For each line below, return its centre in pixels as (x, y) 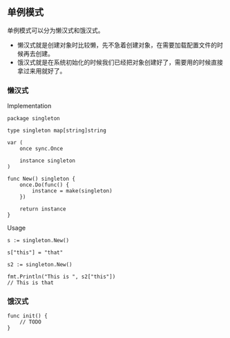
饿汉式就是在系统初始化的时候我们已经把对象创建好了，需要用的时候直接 (120, 62)
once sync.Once (41, 149)
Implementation (29, 106)
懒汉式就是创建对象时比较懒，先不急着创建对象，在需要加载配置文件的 (117, 45)
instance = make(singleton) (72, 191)
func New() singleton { (41, 179)
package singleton (33, 119)
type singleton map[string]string (57, 131)
